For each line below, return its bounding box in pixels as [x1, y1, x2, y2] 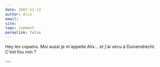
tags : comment [5, 26, 35, 31]
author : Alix [5, 12, 32, 17]
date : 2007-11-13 [5, 7, 41, 12]
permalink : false [5, 30, 41, 35]
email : [5, 16, 19, 21]
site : [5, 21, 16, 26]
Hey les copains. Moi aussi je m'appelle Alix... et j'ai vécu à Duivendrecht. [5, 44, 156, 49]
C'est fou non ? [5, 49, 36, 55]
